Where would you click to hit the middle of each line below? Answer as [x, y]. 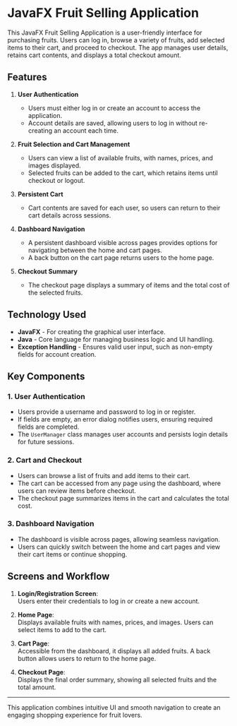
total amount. [37, 687]
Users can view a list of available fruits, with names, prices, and [121, 157]
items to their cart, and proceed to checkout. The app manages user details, [118, 47]
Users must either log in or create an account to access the [114, 108]
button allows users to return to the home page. [87, 658]
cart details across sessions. [69, 215]
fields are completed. [48, 427]
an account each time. [86, 130]
